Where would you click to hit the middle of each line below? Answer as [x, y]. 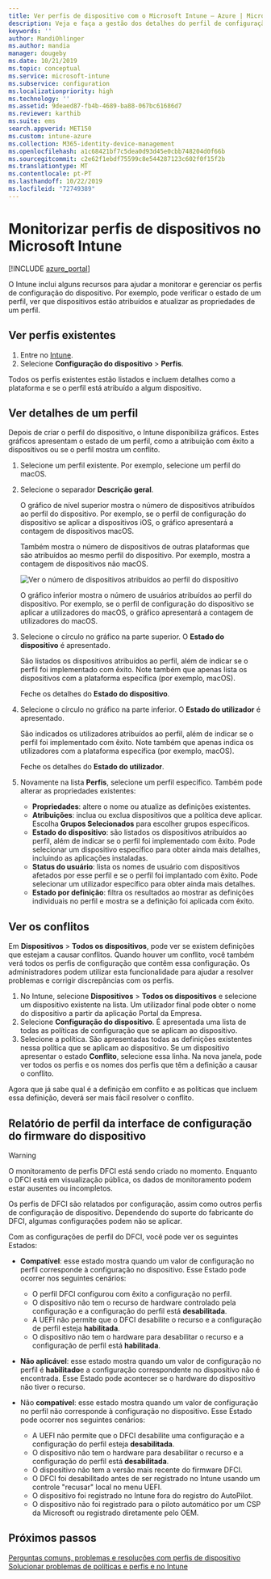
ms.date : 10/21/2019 [43, 61]
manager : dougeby [38, 53]
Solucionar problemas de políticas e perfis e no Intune [98, 1566]
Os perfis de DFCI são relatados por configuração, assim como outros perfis [135, 1204]
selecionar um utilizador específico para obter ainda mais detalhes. [144, 884]
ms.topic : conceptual [45, 69]
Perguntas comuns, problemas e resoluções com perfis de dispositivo [125, 1557]
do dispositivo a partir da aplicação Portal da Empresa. [111, 1014]
